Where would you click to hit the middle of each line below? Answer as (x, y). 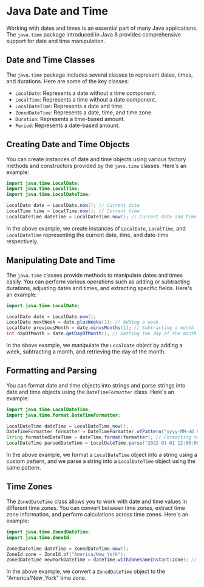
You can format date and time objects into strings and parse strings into (96, 385)
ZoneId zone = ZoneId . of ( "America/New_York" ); (66, 554)
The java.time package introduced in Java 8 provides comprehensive (93, 34)
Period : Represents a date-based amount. (67, 125)
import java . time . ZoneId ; (39, 537)
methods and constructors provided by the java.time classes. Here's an (97, 165)
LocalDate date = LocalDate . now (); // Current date (73, 206)
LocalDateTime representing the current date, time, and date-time (87, 235)
